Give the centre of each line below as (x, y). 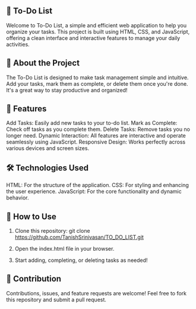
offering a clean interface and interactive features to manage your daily (93, 38)
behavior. (18, 198)
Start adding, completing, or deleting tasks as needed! (81, 260)
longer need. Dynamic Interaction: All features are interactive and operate (96, 136)
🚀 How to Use (31, 216)
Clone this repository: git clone (52, 231)
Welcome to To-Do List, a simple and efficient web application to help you (97, 25)
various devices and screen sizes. (48, 148)
